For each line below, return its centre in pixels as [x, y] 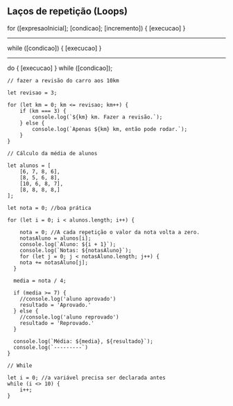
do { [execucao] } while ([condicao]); [60, 68]
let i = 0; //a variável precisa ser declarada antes [87, 378]
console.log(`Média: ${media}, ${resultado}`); [84, 341]
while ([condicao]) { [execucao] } [54, 48]
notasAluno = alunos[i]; [55, 238]
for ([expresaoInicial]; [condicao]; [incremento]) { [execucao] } [96, 28]
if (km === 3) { [43, 111]
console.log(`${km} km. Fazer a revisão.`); [97, 117]
